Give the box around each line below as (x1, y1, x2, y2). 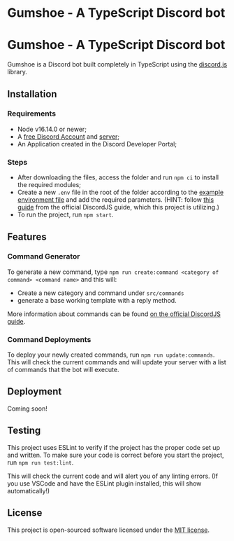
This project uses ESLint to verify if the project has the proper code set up (7, 443, 220, 451)
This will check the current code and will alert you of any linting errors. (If (7, 472, 219, 480)
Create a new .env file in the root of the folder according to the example (17, 188, 224, 197)
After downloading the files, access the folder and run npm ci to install (17, 173, 219, 182)
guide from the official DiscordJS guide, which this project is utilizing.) (17, 203, 220, 212)
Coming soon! (7, 404, 47, 413)
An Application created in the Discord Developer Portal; (17, 139, 177, 148)
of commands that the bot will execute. (7, 366, 119, 374)
